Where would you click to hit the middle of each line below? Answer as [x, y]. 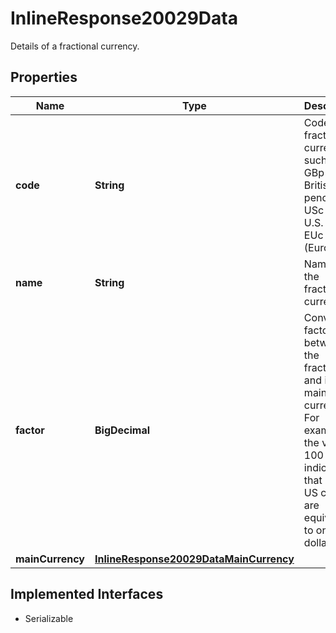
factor [30, 430]
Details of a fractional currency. [75, 46]
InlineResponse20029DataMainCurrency [194, 559]
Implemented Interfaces [87, 594]
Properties [44, 77]
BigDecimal [122, 430]
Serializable [49, 618]
